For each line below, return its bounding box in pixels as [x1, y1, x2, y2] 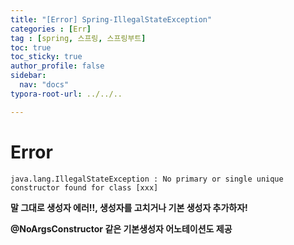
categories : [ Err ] [10, 24, 92, 34]
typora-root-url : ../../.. [10, 89, 123, 99]
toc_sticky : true [10, 52, 83, 62]
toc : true [10, 42, 52, 53]
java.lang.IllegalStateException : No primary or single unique [10, 174, 284, 184]
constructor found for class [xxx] [10, 182, 159, 193]
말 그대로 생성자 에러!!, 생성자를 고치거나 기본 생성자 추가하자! [10, 201, 248, 213]
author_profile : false [10, 61, 105, 71]
